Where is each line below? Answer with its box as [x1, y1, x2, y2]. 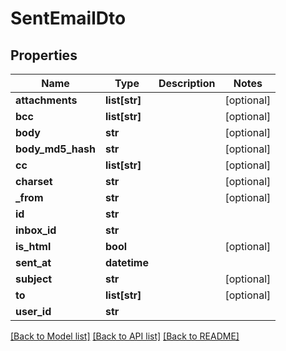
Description [158, 77, 216, 90]
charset [15, 175, 53, 188]
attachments [15, 93, 78, 107]
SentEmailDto [10, 7, 127, 30]
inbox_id [15, 223, 57, 237]
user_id [15, 305, 52, 318]
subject [15, 272, 53, 286]
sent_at [15, 256, 52, 269]
